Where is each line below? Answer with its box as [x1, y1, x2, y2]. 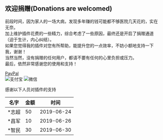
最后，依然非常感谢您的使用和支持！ [5, 61, 78, 66]
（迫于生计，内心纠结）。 [5, 36, 54, 42]
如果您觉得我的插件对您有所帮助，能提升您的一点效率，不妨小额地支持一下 [5, 43, 154, 48]
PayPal [5, 70, 19, 76]
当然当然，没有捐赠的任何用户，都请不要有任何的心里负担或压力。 [5, 55, 137, 61]
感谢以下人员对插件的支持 [5, 86, 56, 92]
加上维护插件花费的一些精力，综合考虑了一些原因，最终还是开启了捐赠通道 [5, 31, 154, 36]
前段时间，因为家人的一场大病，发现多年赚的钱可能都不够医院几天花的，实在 [5, 18, 158, 24]
